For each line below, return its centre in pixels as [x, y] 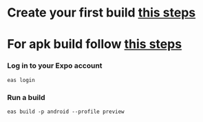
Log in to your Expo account [55, 65]
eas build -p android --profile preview [66, 112]
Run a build [26, 97]
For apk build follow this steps [95, 44]
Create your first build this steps [101, 13]
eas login [21, 80]
